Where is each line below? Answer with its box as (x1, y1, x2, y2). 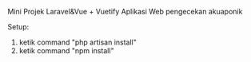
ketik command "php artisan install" (18, 37, 137, 47)
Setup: (7, 22, 30, 31)
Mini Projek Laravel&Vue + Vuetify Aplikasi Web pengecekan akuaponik (7, 7, 243, 16)
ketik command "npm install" (18, 46, 114, 55)
